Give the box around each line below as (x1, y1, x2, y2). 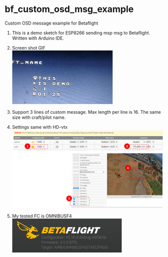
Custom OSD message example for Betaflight (5, 20, 98, 26)
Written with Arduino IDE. (12, 35, 64, 41)
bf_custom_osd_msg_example (5, 4, 134, 15)
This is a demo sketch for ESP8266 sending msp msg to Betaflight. (12, 30, 150, 36)
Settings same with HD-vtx (12, 124, 68, 130)
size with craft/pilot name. (12, 114, 66, 120)
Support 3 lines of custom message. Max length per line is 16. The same (12, 109, 161, 115)
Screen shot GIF (12, 45, 46, 51)
